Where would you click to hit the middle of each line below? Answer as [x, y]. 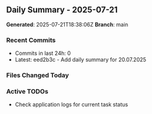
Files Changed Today [38, 75]
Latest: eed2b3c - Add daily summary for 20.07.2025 [81, 60]
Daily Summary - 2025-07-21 [62, 10]
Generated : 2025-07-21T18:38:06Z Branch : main [67, 24]
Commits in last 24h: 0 [43, 53]
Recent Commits [31, 40]
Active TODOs [27, 91]
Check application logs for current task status [71, 104]
